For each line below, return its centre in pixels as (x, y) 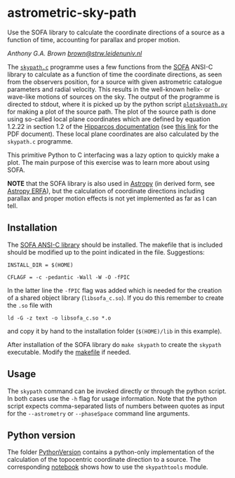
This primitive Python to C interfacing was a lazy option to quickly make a (113, 155)
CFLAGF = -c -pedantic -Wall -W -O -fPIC (69, 277)
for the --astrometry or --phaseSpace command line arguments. (99, 413)
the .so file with (30, 305)
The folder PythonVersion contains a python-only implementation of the (111, 452)
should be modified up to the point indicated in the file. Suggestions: (106, 252)
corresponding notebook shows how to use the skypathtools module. (108, 467)
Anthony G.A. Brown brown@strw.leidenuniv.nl (75, 53)
